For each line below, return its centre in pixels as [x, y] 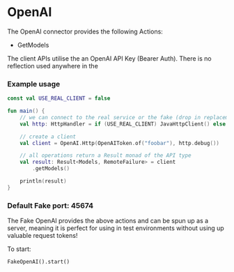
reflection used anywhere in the [53, 66]
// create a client [48, 137]
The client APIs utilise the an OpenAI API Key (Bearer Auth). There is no [109, 58]
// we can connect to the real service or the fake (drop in [110, 117]
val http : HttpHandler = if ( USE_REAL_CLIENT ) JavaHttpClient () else [123, 124]
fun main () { [26, 111]
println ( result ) [44, 181]
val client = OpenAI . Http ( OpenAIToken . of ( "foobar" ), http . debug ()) [119, 143]
